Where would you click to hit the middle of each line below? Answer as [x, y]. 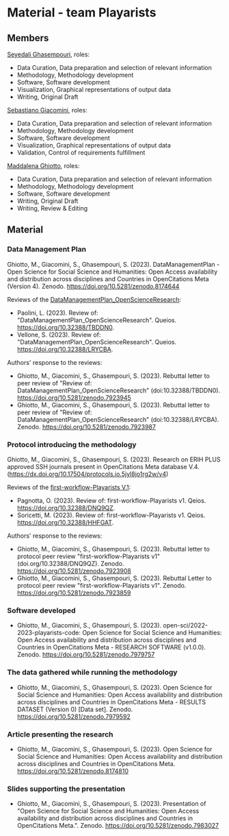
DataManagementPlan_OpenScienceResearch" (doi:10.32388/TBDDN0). [119, 390]
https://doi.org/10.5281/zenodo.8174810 [72, 771]
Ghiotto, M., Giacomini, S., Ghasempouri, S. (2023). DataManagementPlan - [113, 264]
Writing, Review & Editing [52, 208]
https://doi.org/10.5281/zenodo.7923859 [74, 593]
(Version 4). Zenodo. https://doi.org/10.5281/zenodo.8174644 [93, 286]
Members [28, 38]
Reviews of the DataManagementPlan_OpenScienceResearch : [94, 299]
